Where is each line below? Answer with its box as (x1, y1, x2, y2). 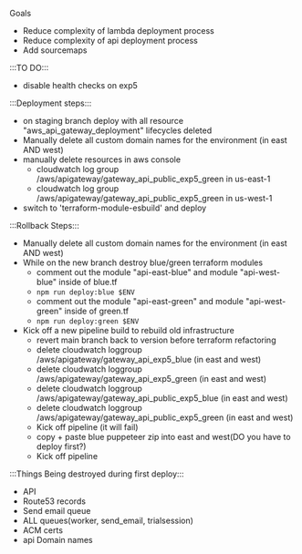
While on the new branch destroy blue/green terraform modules (22, 257, 263, 268)
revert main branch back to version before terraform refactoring (36, 334, 276, 345)
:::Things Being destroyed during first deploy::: (9, 468, 184, 479)
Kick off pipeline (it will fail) (36, 422, 139, 432)
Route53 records (22, 496, 87, 507)
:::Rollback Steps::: (9, 221, 79, 231)
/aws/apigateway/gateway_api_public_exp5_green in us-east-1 (36, 173, 271, 184)
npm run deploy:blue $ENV (36, 288, 135, 297)
